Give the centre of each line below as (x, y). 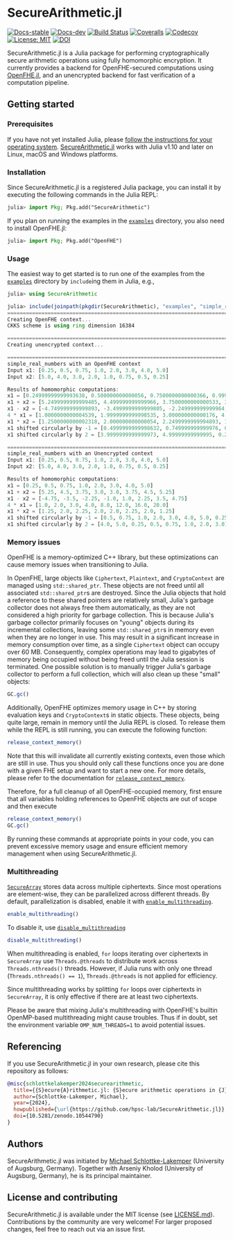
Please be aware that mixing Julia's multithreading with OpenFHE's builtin (113, 1010)
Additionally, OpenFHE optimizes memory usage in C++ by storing (102, 708)
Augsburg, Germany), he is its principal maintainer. (80, 1175)
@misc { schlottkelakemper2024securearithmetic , (76, 1084)
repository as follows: (38, 1071)
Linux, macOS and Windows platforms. (63, 154)
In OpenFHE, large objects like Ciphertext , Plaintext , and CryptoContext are (116, 578)
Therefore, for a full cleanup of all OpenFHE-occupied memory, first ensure (115, 791)
